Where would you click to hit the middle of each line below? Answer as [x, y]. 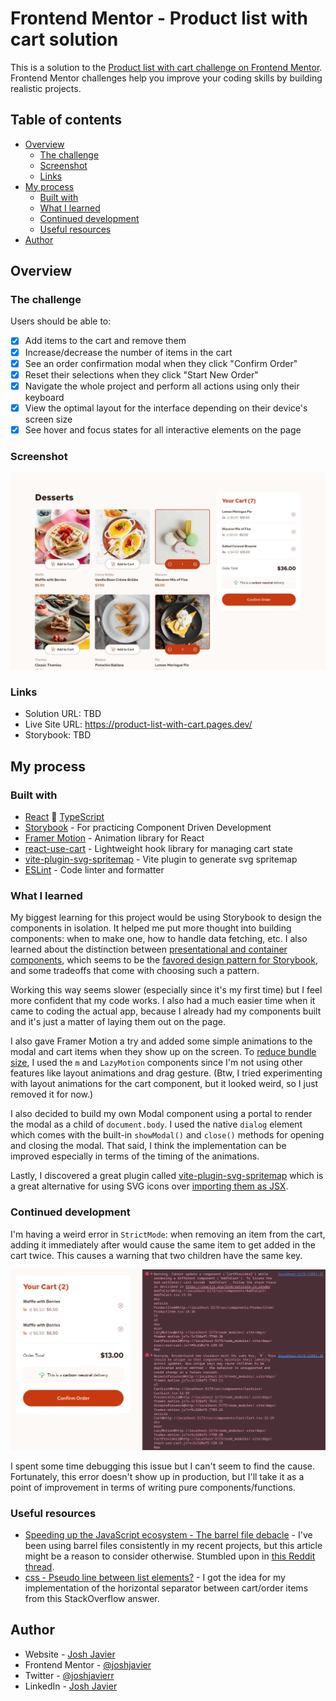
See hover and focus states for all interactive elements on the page [163, 429]
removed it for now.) [52, 1094]
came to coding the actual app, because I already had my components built [166, 1011]
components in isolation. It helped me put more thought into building [151, 928]
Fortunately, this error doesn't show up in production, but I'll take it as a [157, 1476]
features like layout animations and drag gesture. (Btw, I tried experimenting [166, 1073]
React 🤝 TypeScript [64, 817]
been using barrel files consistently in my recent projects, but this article [173, 1545]
